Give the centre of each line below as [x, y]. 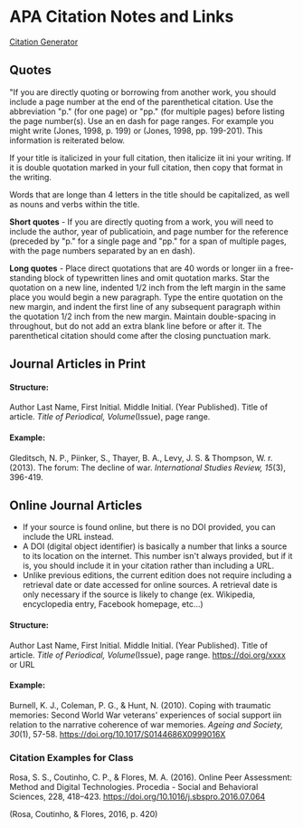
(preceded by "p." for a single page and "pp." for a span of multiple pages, [148, 241]
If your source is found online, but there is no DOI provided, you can [149, 527]
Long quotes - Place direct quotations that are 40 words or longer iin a [141, 268]
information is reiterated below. [67, 140]
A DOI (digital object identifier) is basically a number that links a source [155, 546]
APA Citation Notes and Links [122, 17]
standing [26, 277]
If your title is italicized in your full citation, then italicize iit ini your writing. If [150, 158]
